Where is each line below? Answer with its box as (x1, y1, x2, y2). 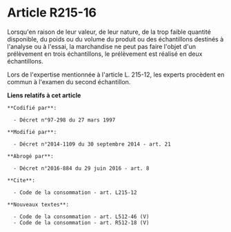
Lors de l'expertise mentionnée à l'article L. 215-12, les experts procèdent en (7, 70, 225, 79)
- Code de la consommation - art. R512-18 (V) (13, 219, 150, 226)
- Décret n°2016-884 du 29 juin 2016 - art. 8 (13, 164, 150, 172)
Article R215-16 (7, 5, 97, 21)
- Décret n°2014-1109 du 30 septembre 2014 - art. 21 (13, 140, 171, 148)
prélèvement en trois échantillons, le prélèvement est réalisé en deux (7, 50, 203, 58)
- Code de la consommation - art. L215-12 (13, 188, 137, 196)
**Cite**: (7, 177, 36, 184)
